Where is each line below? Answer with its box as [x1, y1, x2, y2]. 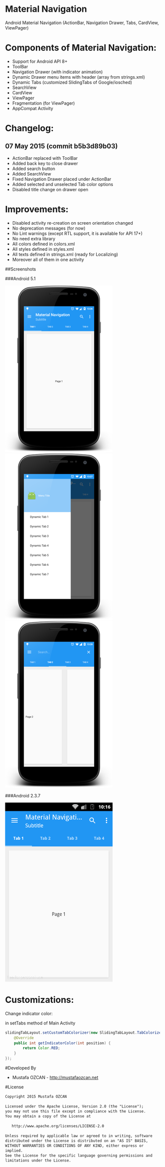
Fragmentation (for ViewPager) [12, 100, 75, 106]
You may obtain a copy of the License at [5, 1114, 91, 1119]
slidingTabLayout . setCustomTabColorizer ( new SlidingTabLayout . [5, 1030, 137, 1035]
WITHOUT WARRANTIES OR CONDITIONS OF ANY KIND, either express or [5, 1143, 144, 1148]
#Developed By [5, 1065, 36, 1071]
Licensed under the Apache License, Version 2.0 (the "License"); [5, 1104, 144, 1109]
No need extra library [12, 235, 55, 241]
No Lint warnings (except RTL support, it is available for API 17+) [12, 230, 143, 236]
